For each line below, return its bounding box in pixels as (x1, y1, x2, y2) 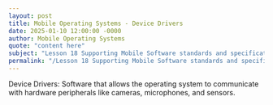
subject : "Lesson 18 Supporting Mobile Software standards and (8, 49, 227, 57)
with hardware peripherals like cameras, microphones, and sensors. (8, 87, 236, 97)
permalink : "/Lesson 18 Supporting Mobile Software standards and (8, 57, 238, 65)
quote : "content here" (8, 42, 85, 50)
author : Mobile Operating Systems (8, 34, 126, 43)
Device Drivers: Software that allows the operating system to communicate (8, 78, 259, 89)
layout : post (8, 11, 53, 20)
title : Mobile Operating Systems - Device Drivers (8, 19, 184, 27)
